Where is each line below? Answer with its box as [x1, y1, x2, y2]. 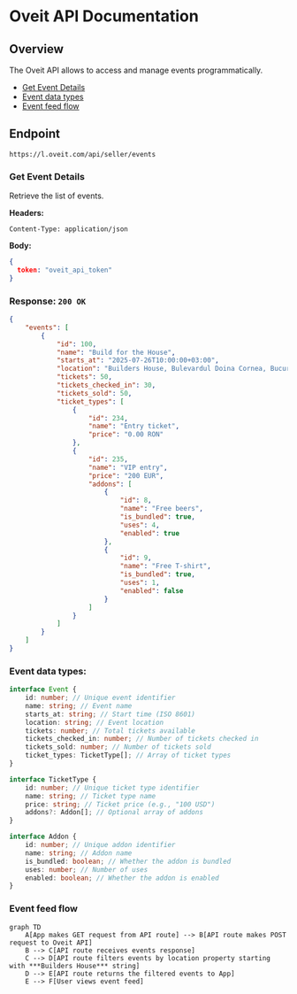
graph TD [9, 922, 42, 931]
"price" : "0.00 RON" [88, 430, 164, 439]
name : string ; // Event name [25, 701, 133, 710]
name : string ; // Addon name [25, 848, 133, 858]
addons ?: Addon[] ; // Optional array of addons [25, 808, 203, 817]
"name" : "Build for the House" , [56, 348, 176, 357]
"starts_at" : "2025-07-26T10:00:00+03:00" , [56, 356, 219, 365]
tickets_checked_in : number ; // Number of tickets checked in [25, 735, 259, 744]
